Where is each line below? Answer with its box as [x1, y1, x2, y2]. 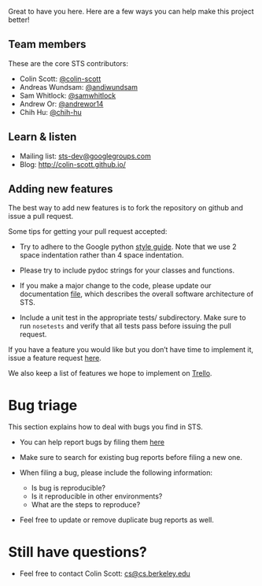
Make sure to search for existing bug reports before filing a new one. [19, 453, 242, 462]
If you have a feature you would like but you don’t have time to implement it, [8, 345, 254, 354]
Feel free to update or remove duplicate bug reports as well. [19, 515, 215, 525]
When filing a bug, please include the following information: [19, 468, 213, 477]
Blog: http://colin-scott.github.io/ [19, 159, 126, 169]
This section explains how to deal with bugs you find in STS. [8, 422, 203, 432]
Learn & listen [8, 130, 77, 144]
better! [8, 15, 30, 24]
